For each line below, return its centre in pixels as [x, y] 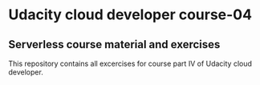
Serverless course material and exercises [114, 45]
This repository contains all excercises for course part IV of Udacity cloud [130, 63]
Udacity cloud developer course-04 [130, 15]
